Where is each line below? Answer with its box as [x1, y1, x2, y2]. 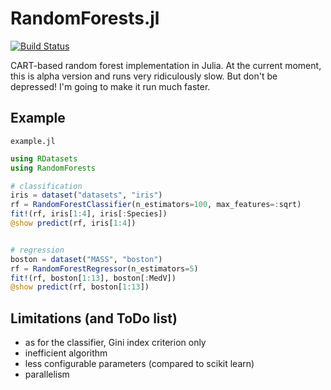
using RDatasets [10, 153, 78, 164]
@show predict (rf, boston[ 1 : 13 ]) [10, 282, 150, 292]
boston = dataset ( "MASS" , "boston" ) [10, 254, 163, 264]
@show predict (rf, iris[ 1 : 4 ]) [10, 218, 137, 228]
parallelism [24, 368, 70, 381]
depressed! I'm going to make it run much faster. [10, 80, 211, 92]
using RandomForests [10, 163, 97, 173]
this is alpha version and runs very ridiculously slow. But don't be [10, 70, 278, 82]
